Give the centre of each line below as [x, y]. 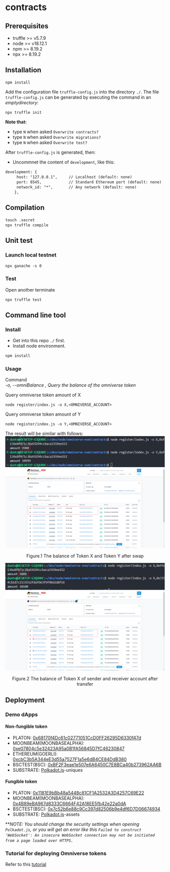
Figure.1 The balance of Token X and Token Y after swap [85, 556]
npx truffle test [24, 300]
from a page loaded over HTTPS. [39, 841]
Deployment [25, 700]
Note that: [16, 122]
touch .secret [20, 220]
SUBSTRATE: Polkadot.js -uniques [48, 770]
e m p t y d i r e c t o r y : [22, 102]
